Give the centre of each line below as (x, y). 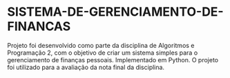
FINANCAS (39, 26)
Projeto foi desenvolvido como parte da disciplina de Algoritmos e (101, 45)
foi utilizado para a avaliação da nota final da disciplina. (86, 67)
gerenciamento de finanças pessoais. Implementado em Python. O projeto (113, 60)
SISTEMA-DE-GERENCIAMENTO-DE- (115, 12)
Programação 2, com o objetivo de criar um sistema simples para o (103, 53)
